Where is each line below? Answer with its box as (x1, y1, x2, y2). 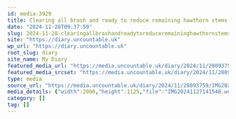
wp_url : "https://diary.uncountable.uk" (7, 43, 128, 50)
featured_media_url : (7, 62, 68, 69)
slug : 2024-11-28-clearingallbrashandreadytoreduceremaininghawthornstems (7, 29, 231, 37)
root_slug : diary (7, 50, 58, 57)
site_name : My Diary (7, 56, 68, 63)
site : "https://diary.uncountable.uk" (7, 36, 121, 43)
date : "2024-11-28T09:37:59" (7, 23, 93, 30)
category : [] (7, 95, 46, 102)
